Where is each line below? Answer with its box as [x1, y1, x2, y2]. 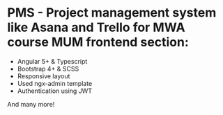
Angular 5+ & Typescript [17, 57, 88, 65]
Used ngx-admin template [17, 79, 93, 87]
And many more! [7, 100, 55, 108]
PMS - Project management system [7, 5, 217, 21]
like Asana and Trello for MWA [7, 19, 186, 35]
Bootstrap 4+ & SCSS [17, 64, 79, 73]
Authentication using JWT [17, 87, 93, 95]
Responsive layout [17, 71, 70, 80]
